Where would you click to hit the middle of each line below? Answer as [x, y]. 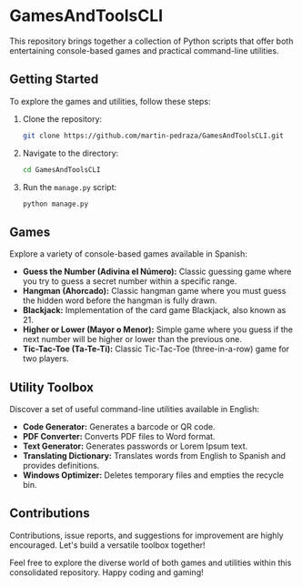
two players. [46, 359]
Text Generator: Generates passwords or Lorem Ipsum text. [135, 446]
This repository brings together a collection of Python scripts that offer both [151, 41]
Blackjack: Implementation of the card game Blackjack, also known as [154, 310]
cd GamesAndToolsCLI [61, 169]
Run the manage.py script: [70, 187]
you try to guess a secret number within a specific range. [130, 281]
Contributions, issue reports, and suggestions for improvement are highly [146, 535]
